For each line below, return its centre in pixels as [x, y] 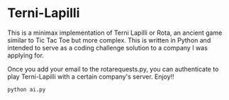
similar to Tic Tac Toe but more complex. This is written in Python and [109, 40]
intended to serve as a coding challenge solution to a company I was [107, 48]
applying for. [26, 55]
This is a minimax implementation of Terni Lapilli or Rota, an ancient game [115, 33]
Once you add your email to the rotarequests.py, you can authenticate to [113, 69]
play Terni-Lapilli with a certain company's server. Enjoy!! [91, 77]
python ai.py [27, 89]
